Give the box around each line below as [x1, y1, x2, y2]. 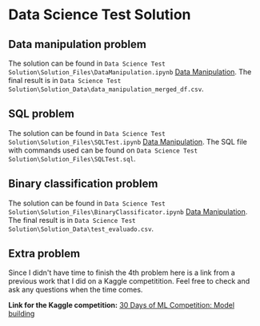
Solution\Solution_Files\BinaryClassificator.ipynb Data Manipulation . [8, 206, 248, 217]
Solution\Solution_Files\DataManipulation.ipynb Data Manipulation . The [8, 67, 252, 77]
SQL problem [8, 107, 74, 121]
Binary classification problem [8, 177, 158, 191]
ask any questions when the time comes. [8, 285, 143, 295]
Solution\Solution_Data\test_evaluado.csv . [8, 224, 154, 233]
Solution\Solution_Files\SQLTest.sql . [8, 153, 136, 163]
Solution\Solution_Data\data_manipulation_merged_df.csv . [8, 84, 204, 93]
